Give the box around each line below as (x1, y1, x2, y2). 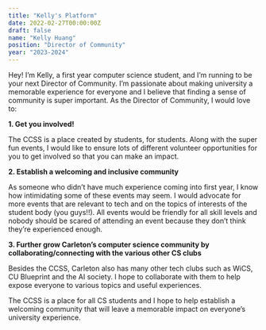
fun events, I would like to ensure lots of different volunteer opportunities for (8, 144, 258, 152)
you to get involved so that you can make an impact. (8, 152, 179, 161)
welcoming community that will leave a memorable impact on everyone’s (8, 305, 246, 313)
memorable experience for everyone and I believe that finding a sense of (8, 87, 246, 96)
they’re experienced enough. (8, 224, 103, 234)
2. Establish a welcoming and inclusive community (8, 167, 179, 176)
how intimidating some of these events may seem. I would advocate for (8, 191, 241, 200)
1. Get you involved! (8, 120, 75, 129)
